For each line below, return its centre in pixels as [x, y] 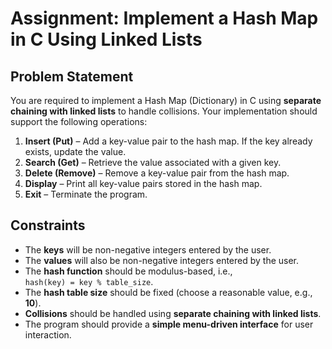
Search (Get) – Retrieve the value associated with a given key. [153, 162]
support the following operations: [79, 121]
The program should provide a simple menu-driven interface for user [169, 324]
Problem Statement [72, 76]
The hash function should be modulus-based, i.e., [128, 271]
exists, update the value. [75, 151]
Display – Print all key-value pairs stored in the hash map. [143, 183]
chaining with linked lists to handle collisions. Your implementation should [164, 111]
